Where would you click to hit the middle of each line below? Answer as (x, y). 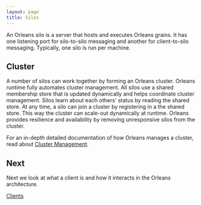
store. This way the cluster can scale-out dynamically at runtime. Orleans (97, 113)
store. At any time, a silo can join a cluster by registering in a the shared (95, 107)
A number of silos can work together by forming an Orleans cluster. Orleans (101, 81)
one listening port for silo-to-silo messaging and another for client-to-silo (97, 41)
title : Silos (23, 18)
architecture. (22, 184)
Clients (15, 196)
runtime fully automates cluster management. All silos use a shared (90, 88)
